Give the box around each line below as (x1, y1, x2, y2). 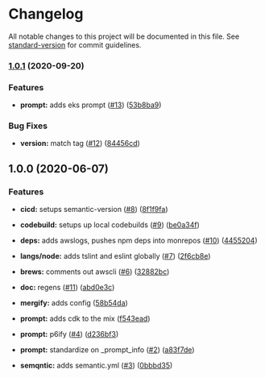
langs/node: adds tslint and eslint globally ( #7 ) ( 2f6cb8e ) (19, 251, 211, 261)
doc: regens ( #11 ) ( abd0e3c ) (19, 283, 115, 293)
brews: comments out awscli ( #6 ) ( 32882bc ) (19, 267, 170, 276)
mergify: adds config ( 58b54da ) (19, 298, 129, 308)
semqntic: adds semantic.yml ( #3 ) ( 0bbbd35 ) (19, 360, 173, 371)
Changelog (8, 5, 84, 23)
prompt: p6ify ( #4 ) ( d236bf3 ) (19, 330, 119, 339)
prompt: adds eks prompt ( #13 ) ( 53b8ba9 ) (19, 100, 162, 110)
